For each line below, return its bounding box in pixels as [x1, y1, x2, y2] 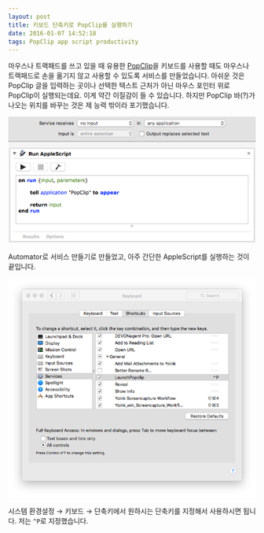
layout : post [8, 13, 51, 20]
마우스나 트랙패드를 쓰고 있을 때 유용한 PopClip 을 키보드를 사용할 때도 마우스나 [8, 61, 250, 71]
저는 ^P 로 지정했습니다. [18, 516, 89, 525]
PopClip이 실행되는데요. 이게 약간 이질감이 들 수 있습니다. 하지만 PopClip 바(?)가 [8, 91, 255, 100]
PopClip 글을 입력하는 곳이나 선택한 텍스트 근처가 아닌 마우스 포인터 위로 [8, 81, 230, 91]
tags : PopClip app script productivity [8, 38, 139, 46]
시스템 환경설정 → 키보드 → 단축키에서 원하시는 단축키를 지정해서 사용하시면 [8, 506, 242, 516]
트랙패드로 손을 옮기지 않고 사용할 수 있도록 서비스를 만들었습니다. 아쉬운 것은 [8, 71, 245, 80]
